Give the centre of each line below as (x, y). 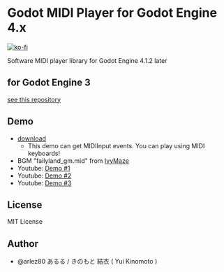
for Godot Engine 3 (49, 83)
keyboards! (44, 153)
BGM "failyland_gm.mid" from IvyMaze (73, 160)
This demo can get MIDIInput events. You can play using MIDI (116, 145)
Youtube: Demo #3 (44, 182)
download (32, 138)
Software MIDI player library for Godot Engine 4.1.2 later (87, 60)
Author (23, 244)
